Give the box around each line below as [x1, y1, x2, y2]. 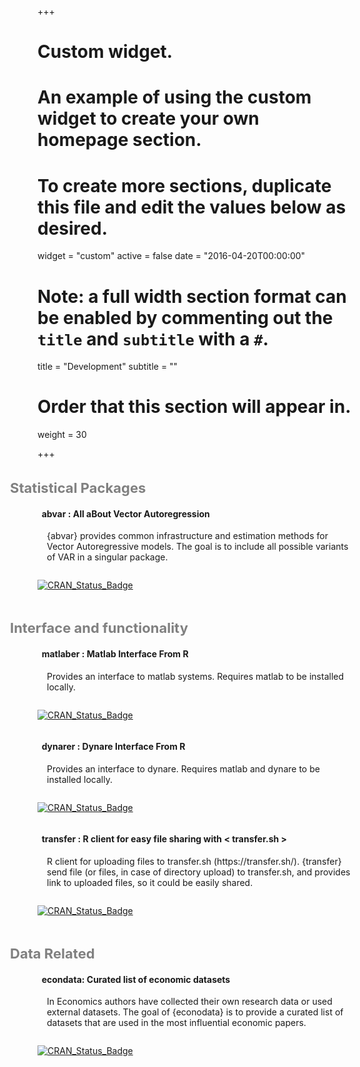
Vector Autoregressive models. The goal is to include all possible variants [46, 541, 349, 553]
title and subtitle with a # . [37, 327, 269, 350]
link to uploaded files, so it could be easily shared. [46, 877, 254, 888]
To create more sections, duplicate [37, 174, 332, 197]
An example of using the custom [37, 86, 312, 109]
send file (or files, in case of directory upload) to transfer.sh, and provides [46, 866, 351, 878]
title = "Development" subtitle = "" [37, 361, 179, 373]
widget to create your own [37, 107, 260, 130]
